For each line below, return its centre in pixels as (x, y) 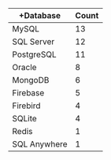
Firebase (28, 93)
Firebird (26, 106)
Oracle (24, 67)
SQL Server (33, 41)
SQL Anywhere (40, 144)
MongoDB (31, 80)
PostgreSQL (34, 54)
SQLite (24, 119)
